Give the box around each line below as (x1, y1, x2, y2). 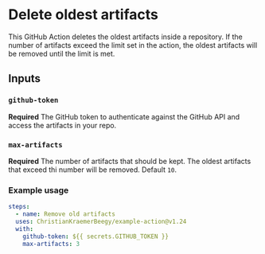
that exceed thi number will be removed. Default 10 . (8, 165, 177, 174)
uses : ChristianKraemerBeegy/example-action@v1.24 (15, 217, 187, 225)
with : (15, 225, 34, 233)
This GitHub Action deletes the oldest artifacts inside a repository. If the (8, 32, 243, 41)
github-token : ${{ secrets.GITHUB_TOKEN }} (22, 233, 170, 240)
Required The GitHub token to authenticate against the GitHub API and (8, 111, 240, 121)
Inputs (8, 72, 41, 85)
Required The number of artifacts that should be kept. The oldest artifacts (8, 156, 251, 166)
